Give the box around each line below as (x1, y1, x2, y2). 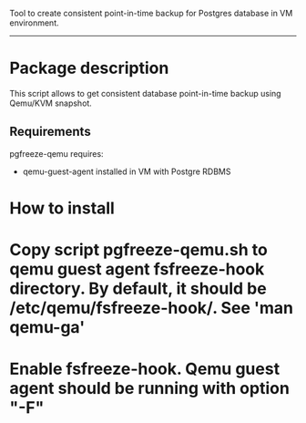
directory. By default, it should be (9, 278, 267, 299)
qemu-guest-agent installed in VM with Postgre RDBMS (22, 166, 231, 177)
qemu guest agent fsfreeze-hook (9, 259, 265, 280)
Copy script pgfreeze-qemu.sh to (9, 240, 269, 261)
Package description (9, 58, 169, 78)
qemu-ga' (9, 317, 86, 338)
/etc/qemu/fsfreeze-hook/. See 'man (9, 298, 294, 318)
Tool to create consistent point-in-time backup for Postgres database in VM (9, 8, 293, 18)
